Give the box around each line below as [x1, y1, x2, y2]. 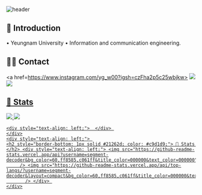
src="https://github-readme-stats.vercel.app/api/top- [41, 162, 182, 168]
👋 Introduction [6, 23, 61, 33]
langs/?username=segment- [6, 168, 71, 174]
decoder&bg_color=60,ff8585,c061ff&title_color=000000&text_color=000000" [6, 157, 198, 163]
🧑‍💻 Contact [6, 57, 50, 67]
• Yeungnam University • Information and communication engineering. [6, 39, 182, 46]
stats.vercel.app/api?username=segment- [6, 152, 109, 158]
